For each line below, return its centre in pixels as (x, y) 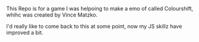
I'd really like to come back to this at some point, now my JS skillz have (94, 26)
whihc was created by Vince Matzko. (52, 15)
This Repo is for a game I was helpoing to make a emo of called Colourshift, (100, 9)
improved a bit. (25, 33)
